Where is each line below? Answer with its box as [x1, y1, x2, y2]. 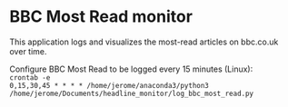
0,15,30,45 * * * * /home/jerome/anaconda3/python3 [9, 81, 209, 90]
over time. [9, 45, 47, 56]
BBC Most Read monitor [9, 6, 194, 27]
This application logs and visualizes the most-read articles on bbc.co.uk [9, 36, 279, 47]
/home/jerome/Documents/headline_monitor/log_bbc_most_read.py [9, 89, 254, 98]
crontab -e [9, 73, 51, 83]
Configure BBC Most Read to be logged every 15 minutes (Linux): [9, 63, 253, 74]
